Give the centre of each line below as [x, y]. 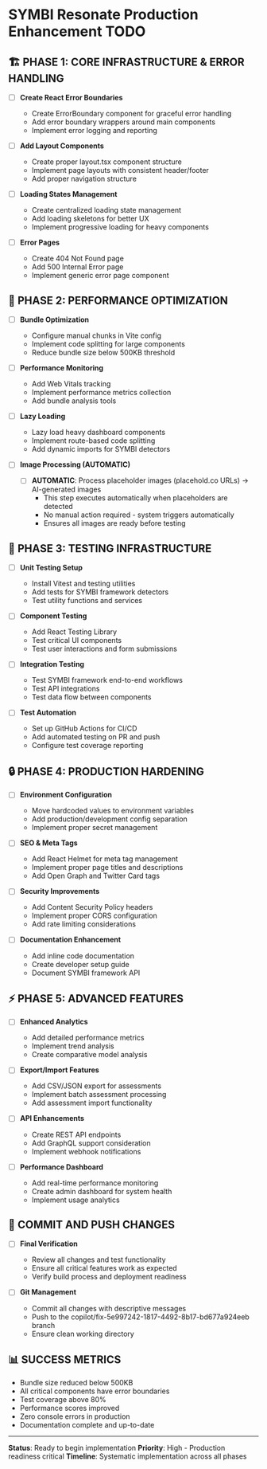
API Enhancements [52, 1118]
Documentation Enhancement [70, 940]
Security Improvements [60, 891]
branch [43, 1325]
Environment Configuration [66, 795]
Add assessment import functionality [92, 1103]
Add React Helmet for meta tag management [105, 859]
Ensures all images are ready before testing [114, 523]
